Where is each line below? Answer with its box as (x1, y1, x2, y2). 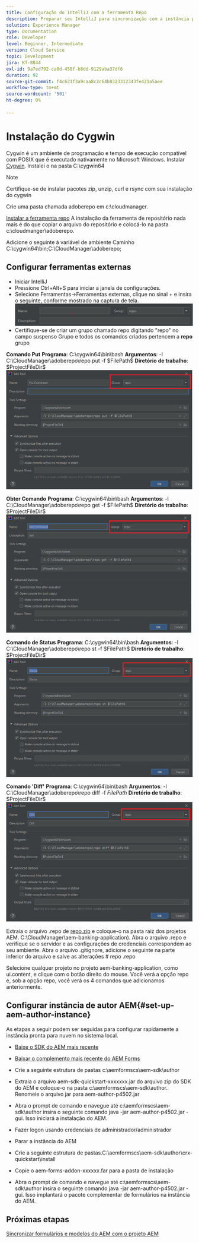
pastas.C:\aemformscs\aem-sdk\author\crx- (84, 1149, 192, 1156)
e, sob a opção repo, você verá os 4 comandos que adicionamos (6, 977, 165, 984)
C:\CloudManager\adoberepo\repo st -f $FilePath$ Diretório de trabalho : (6, 645, 185, 653)
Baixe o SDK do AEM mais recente (14, 1043, 99, 1051)
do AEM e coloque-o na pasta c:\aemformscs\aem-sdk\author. (14, 1084, 168, 1091)
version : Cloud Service (6, 48, 65, 53)
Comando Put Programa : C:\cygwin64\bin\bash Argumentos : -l (6, 351, 163, 358)
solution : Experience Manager (6, 22, 81, 28)
